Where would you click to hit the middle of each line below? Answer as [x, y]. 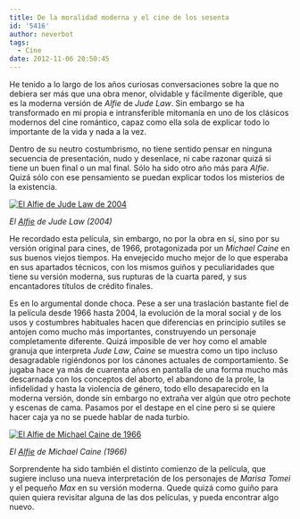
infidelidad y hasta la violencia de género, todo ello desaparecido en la [139, 388]
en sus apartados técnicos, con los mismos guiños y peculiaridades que [142, 267]
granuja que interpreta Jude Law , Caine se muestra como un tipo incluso [144, 350]
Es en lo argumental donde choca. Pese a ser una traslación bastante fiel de [149, 303]
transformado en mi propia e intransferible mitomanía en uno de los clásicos [149, 113]
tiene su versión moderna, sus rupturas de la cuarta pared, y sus [128, 276]
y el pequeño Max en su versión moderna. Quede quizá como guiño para [144, 488]
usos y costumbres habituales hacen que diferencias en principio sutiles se [148, 322]
